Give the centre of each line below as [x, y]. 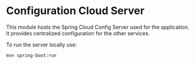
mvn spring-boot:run [32, 55]
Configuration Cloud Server [75, 11]
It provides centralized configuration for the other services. [78, 33]
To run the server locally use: [42, 45]
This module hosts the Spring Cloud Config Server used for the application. [98, 27]
